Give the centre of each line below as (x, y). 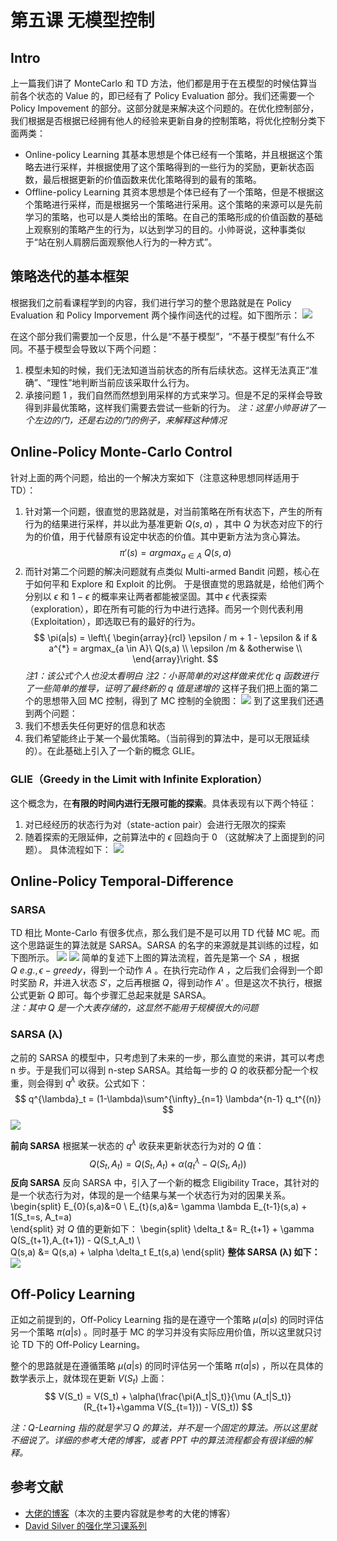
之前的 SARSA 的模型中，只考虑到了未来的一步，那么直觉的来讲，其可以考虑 (167, 1057)
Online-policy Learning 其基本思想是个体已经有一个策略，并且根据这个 (169, 154)
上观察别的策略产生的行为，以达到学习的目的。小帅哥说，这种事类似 (165, 229)
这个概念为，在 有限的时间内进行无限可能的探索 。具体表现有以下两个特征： (163, 803)
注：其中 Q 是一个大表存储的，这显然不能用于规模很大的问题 (134, 1008)
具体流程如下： (80, 849)
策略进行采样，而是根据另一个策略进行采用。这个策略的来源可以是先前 (178, 204)
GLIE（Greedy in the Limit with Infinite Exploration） (139, 779)
